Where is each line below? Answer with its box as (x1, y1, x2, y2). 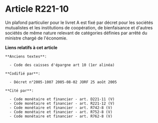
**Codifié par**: (5, 71, 41, 76)
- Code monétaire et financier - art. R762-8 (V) (9, 114, 113, 119)
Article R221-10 (5, 3, 69, 15)
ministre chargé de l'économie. (5, 35, 68, 41)
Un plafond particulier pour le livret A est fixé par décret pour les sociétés (5, 20, 153, 25)
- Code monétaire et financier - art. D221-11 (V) (9, 97, 115, 102)
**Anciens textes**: (5, 54, 47, 59)
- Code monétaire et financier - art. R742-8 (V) (9, 105, 113, 110)
